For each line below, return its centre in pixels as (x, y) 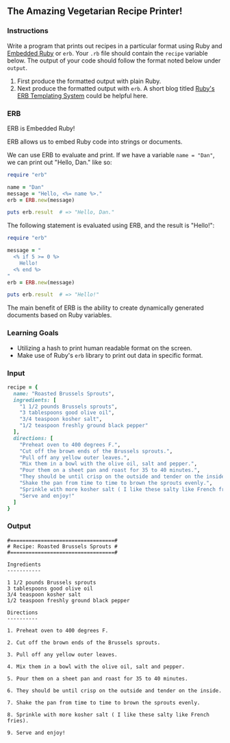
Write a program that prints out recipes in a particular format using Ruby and (115, 46)
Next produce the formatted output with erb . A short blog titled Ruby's (116, 88)
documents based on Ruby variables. (60, 315)
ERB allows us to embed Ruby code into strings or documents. (95, 141)
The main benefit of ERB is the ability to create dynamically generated (105, 308)
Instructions (28, 31)
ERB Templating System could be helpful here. (82, 95)
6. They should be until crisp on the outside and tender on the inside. (115, 690)
